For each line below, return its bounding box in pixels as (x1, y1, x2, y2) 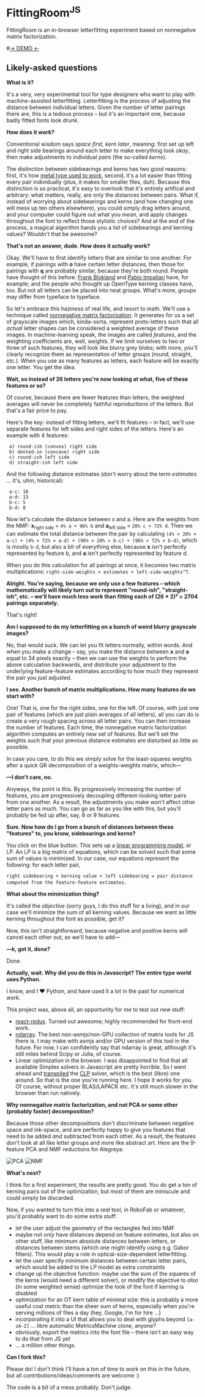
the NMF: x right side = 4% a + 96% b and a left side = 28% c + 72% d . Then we (6, 522, 193, 530)
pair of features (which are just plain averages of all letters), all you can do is (6, 710, 199, 718)
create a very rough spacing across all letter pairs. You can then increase (6, 717, 191, 725)
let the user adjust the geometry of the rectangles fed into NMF (15, 1224, 175, 1232)
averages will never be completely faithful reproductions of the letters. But (6, 401, 194, 408)
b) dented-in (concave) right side (9, 449, 100, 455)
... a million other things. (15, 1341, 76, 1349)
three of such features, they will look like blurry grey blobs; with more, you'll (6, 344, 198, 352)
